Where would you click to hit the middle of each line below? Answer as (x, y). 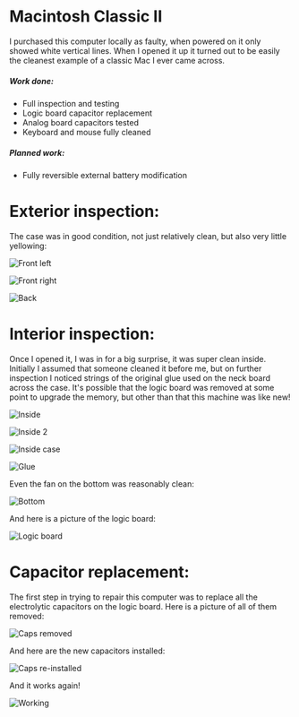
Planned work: (37, 152)
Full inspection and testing (71, 103)
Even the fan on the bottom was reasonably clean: (102, 484)
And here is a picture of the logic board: (83, 518)
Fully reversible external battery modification (105, 175)
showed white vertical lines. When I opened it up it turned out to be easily (145, 50)
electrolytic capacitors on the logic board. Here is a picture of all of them (143, 606)
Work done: (31, 81)
